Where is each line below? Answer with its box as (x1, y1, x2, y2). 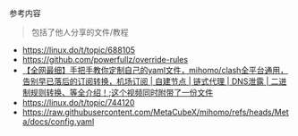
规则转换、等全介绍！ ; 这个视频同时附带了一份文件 (30, 88, 214, 98)
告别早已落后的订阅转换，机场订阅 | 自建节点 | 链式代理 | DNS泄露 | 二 (21, 76, 279, 87)
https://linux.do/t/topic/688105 (21, 45, 136, 55)
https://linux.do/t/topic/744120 (21, 98, 135, 107)
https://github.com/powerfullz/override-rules (21, 55, 189, 64)
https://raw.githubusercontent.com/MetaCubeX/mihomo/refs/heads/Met (21, 106, 289, 117)
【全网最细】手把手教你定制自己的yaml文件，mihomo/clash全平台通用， (21, 65, 289, 75)
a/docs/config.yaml (21, 116, 95, 127)
